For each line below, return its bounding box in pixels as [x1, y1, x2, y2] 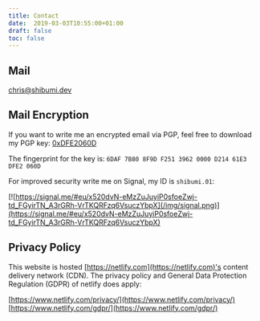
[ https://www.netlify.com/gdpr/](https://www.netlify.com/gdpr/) [8, 303, 218, 313]
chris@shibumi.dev [8, 85, 72, 95]
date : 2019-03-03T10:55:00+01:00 [8, 19, 124, 27]
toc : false [8, 34, 45, 43]
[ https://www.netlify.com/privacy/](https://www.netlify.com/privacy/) [8, 295, 235, 304]
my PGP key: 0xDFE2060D [8, 138, 97, 148]
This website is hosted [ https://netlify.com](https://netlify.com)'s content [8, 262, 249, 271]
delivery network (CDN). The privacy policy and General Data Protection [8, 270, 247, 280]
